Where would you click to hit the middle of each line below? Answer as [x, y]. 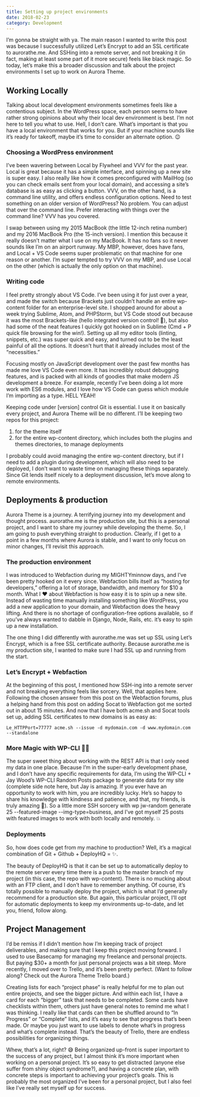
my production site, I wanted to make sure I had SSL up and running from [96, 650]
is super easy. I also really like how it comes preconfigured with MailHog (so [100, 178]
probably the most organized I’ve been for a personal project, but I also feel [99, 1081]
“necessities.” [23, 352]
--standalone [22, 733]
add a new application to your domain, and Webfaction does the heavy [93, 606]
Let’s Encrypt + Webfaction [47, 672]
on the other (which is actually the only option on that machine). [85, 266]
